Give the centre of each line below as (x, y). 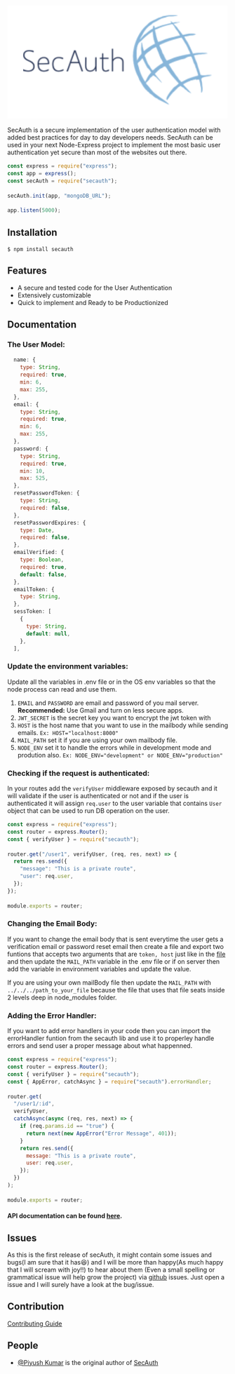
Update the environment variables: (68, 666)
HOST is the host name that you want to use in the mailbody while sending (123, 725)
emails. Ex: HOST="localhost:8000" (68, 732)
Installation (32, 233)
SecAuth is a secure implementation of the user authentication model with (114, 130)
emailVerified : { (39, 553)
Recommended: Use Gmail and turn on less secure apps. (100, 710)
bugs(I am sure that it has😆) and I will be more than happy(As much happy (115, 1262)
